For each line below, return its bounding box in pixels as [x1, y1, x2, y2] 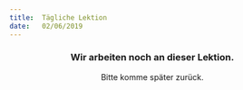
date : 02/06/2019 [9, 22, 83, 31]
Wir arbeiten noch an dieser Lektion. [70, 51, 235, 64]
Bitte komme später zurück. [101, 71, 204, 82]
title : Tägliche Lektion [9, 13, 107, 22]
